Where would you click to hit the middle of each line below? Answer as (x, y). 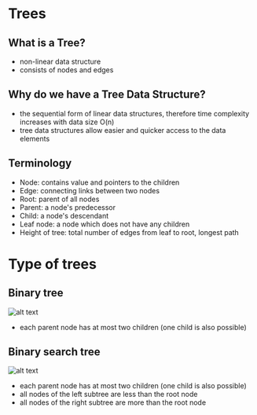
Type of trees (52, 264)
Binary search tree (54, 352)
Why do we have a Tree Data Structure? (107, 95)
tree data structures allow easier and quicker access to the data (123, 130)
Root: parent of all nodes (59, 199)
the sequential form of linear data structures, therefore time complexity (134, 113)
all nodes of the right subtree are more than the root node (113, 402)
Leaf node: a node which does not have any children (105, 224)
